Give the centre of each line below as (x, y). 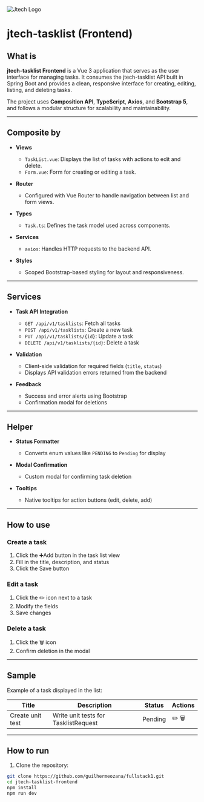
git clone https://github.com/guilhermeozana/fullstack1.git (86, 777)
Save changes (33, 613)
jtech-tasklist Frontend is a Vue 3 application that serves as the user (93, 71)
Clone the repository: (42, 765)
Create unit (26, 715)
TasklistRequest (75, 723)
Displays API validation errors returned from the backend (96, 372)
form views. (39, 202)
